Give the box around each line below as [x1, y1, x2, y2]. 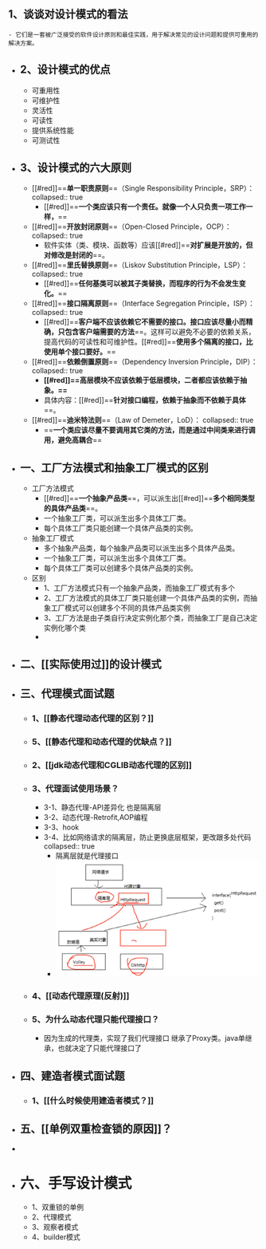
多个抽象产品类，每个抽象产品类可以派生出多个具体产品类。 [43, 543, 240, 553]
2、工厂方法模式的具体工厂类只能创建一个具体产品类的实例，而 [43, 593, 251, 603]
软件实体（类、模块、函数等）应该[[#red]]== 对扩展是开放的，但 [43, 240, 253, 250]
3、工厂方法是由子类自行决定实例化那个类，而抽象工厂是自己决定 [43, 613, 258, 623]
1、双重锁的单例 [31, 1202, 84, 1212]
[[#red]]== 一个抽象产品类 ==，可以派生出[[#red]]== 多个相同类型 [43, 494, 256, 503]
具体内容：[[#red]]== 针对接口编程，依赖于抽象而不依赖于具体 [43, 396, 246, 405]
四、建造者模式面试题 [19, 1069, 125, 1082]
